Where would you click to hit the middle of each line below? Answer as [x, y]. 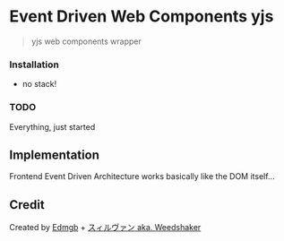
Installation [34, 65]
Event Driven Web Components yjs [142, 17]
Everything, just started [52, 126]
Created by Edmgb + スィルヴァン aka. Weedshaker [105, 228]
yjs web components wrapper [86, 41]
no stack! [39, 84]
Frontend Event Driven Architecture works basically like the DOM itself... [142, 176]
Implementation [55, 155]
